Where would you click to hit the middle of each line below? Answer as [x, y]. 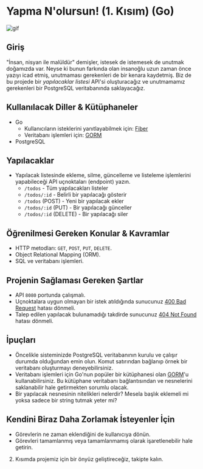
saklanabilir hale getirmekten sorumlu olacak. [72, 387]
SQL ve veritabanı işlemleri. [49, 261]
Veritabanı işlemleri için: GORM [63, 135]
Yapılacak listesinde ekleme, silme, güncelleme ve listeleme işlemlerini [103, 175]
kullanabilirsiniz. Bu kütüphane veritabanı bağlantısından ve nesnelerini [104, 380]
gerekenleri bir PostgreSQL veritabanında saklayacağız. [76, 88]
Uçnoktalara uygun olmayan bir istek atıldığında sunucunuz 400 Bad [101, 301]
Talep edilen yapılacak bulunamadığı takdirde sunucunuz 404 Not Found [106, 314]
